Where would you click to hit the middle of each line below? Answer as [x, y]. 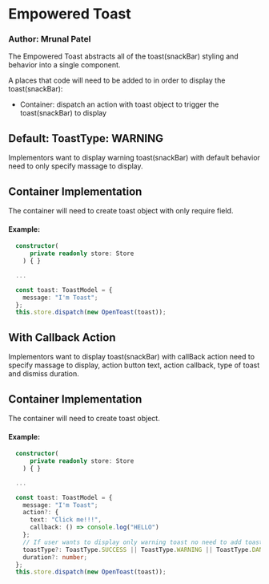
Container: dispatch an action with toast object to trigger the [119, 104]
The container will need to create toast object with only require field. [121, 211]
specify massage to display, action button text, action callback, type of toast [134, 365]
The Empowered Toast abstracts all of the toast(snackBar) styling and [123, 56]
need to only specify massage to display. [76, 166]
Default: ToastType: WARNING [86, 138]
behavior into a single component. [64, 65]
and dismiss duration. [44, 374]
